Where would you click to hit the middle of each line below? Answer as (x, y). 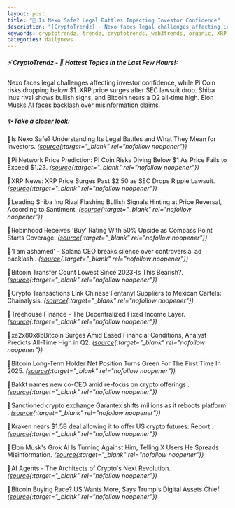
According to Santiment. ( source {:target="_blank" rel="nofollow (99, 210)
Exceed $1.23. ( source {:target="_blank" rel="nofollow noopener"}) (103, 168)
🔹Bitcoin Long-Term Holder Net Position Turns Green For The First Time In (114, 363)
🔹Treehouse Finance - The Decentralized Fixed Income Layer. (96, 314)
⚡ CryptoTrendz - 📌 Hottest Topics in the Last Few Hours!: (93, 62)
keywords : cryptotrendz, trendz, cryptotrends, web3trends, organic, (111, 33)
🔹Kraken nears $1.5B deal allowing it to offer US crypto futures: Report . (111, 426)
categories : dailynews (40, 40)
